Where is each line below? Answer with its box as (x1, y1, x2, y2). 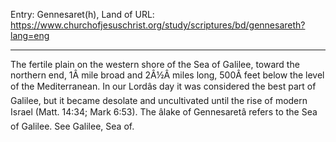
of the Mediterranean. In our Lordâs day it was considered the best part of (10, 80, 317, 92)
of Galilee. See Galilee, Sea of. (10, 120, 135, 132)
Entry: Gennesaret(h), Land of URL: (10, 9, 155, 20)
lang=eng (10, 30, 50, 41)
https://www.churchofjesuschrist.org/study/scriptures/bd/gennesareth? (10, 19, 306, 31)
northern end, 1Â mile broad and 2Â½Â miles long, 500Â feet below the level (10, 69, 325, 81)
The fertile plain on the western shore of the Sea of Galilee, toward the (10, 59, 300, 70)
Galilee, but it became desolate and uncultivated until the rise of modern (10, 95, 308, 106)
